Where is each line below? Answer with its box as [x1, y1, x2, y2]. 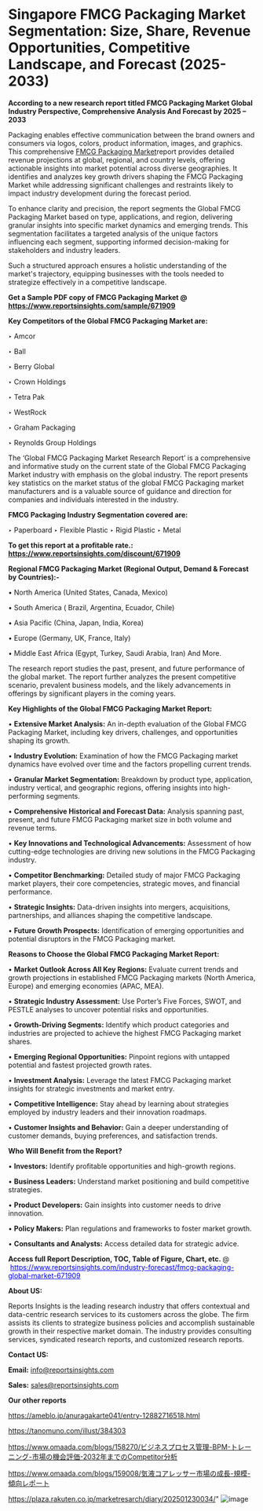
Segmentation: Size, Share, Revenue [8, 22, 251, 40]
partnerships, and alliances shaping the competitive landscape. [8, 910, 214, 920]
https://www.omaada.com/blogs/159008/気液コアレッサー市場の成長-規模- [8, 1469, 251, 1478]
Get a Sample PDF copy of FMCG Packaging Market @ [8, 292, 188, 302]
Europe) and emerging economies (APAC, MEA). [8, 981, 165, 990]
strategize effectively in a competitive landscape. [8, 277, 167, 287]
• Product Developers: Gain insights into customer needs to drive [8, 1200, 221, 1209]
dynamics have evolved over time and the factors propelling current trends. [8, 759, 252, 769]
